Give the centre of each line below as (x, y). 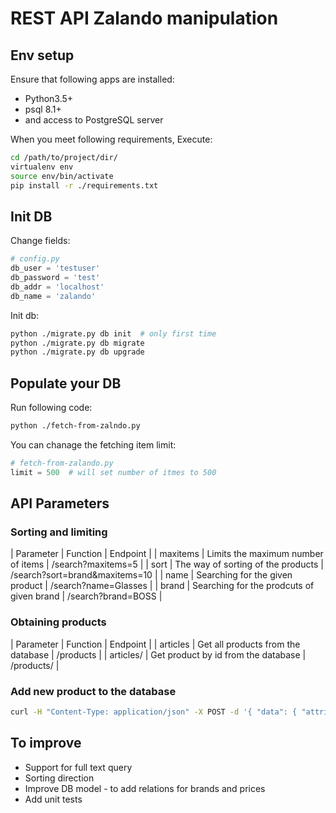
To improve (46, 743)
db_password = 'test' (55, 278)
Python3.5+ (49, 98)
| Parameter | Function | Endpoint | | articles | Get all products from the (155, 644)
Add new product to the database (93, 691)
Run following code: (51, 408)
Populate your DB (66, 383)
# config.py (35, 259)
